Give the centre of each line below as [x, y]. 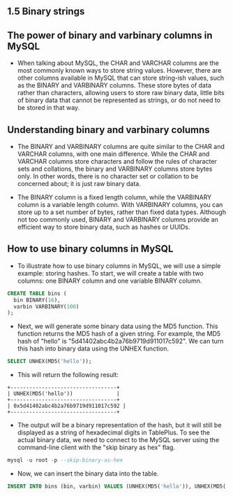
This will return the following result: [68, 375]
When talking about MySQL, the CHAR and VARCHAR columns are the [118, 63]
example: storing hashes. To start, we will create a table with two [110, 273]
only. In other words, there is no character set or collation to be [108, 176]
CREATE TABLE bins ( [37, 293]
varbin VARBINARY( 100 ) [46, 306]
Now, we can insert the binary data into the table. [88, 474]
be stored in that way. [48, 108]
